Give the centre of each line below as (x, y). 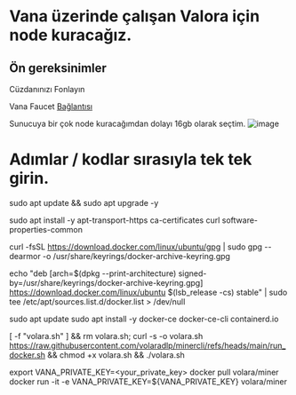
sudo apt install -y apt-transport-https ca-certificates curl (115, 220)
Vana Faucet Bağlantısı (51, 107)
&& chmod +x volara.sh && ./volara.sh (116, 355)
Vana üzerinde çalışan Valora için (135, 16)
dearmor (25, 256)
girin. (29, 178)
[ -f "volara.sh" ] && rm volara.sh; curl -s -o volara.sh (106, 336)
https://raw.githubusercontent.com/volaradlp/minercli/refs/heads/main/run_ (148, 345)
